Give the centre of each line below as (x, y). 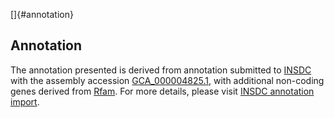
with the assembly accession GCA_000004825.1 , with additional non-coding (167, 80)
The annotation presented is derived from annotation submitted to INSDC (161, 70)
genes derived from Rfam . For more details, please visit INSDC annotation (162, 91)
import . (25, 101)
